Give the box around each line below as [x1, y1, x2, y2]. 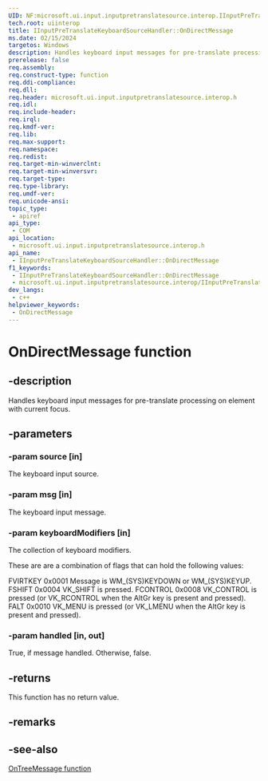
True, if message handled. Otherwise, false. [8, 648, 152, 658]
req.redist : [8, 152, 48, 160]
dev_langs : [8, 286, 45, 294]
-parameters [8, 428, 73, 441]
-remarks [8, 716, 56, 729]
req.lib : [8, 130, 37, 138]
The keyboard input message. [8, 507, 106, 517]
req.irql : [8, 116, 41, 124]
